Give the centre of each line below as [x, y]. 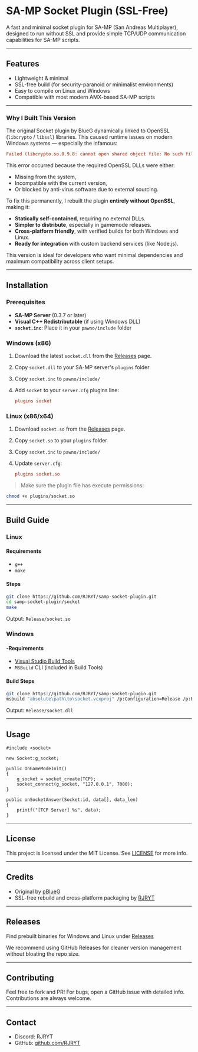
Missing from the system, [45, 177]
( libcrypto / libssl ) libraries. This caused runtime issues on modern [89, 137]
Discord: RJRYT [34, 1037]
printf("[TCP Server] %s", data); [59, 810]
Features [23, 64]
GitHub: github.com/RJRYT [47, 1043]
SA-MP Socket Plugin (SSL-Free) [87, 11]
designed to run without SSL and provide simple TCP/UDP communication [96, 33]
